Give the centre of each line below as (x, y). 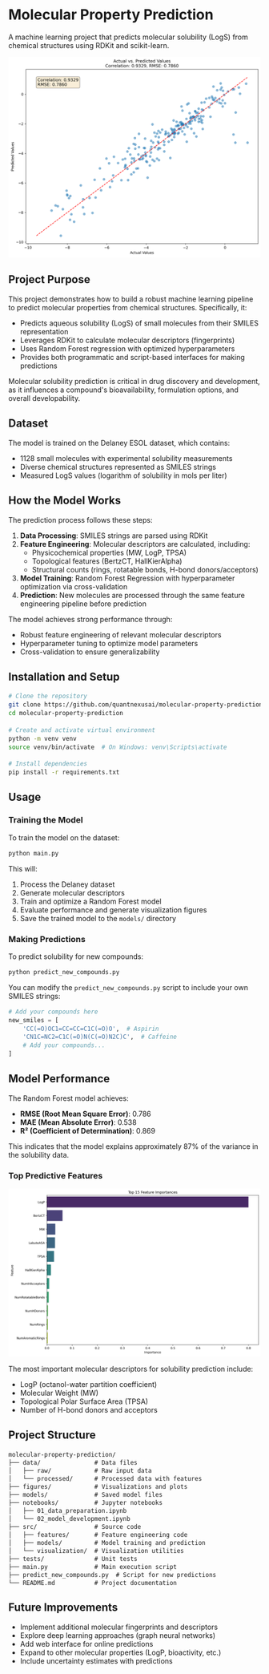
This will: (23, 868)
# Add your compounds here (53, 1012)
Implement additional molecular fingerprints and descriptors (119, 1627)
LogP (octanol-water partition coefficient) (88, 1384)
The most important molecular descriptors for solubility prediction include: (131, 1369)
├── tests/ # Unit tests (73, 1559)
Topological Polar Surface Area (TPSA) (84, 1401)
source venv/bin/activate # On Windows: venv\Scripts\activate (118, 747)
